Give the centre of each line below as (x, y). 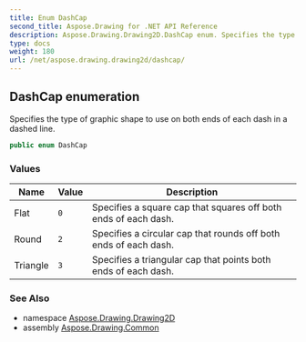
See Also (30, 298)
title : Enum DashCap (49, 18)
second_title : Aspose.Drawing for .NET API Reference (114, 26)
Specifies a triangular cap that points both (182, 259)
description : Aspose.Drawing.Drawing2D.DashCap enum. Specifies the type (153, 35)
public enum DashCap (49, 145)
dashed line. (33, 128)
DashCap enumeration (75, 97)
